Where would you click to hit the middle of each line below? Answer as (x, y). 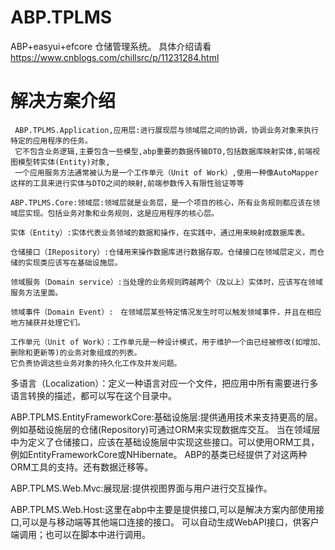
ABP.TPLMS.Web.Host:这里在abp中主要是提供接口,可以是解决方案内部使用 (163, 509)
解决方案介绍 (63, 101)
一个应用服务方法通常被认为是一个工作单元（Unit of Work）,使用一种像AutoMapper (166, 172)
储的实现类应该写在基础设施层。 (66, 262)
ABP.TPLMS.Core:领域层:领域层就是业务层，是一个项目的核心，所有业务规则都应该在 (161, 202)
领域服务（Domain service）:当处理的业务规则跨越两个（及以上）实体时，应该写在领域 (166, 282)
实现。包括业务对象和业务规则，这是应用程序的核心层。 (121, 213)
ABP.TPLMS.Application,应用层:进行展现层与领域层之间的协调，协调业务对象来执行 (166, 130)
